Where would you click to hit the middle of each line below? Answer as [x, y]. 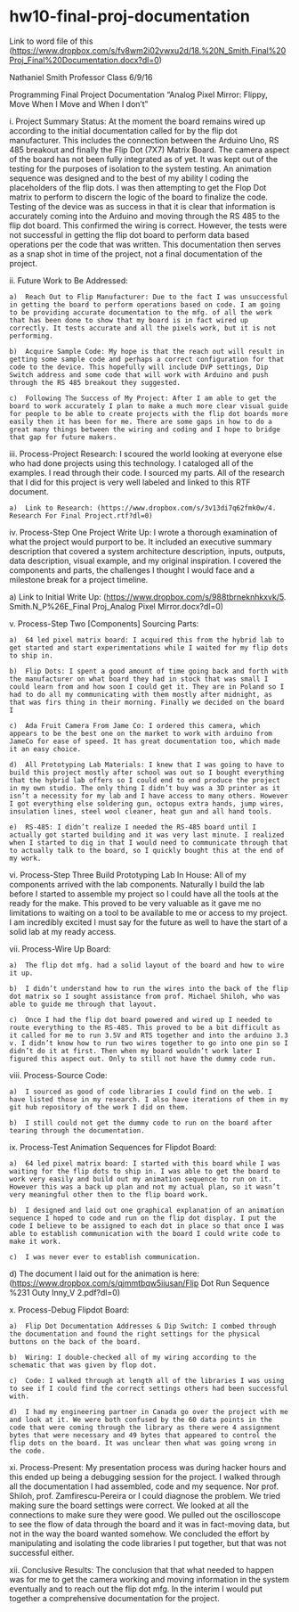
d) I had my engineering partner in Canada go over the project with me [149, 1412]
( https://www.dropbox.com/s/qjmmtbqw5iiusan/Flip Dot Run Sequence [139, 1283]
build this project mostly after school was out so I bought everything [147, 773]
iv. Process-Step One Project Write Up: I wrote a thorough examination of [143, 532]
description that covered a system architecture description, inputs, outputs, [147, 551]
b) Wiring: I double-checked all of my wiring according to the [133, 1357]
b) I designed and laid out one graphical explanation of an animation [147, 1210]
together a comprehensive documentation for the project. [114, 1598]
